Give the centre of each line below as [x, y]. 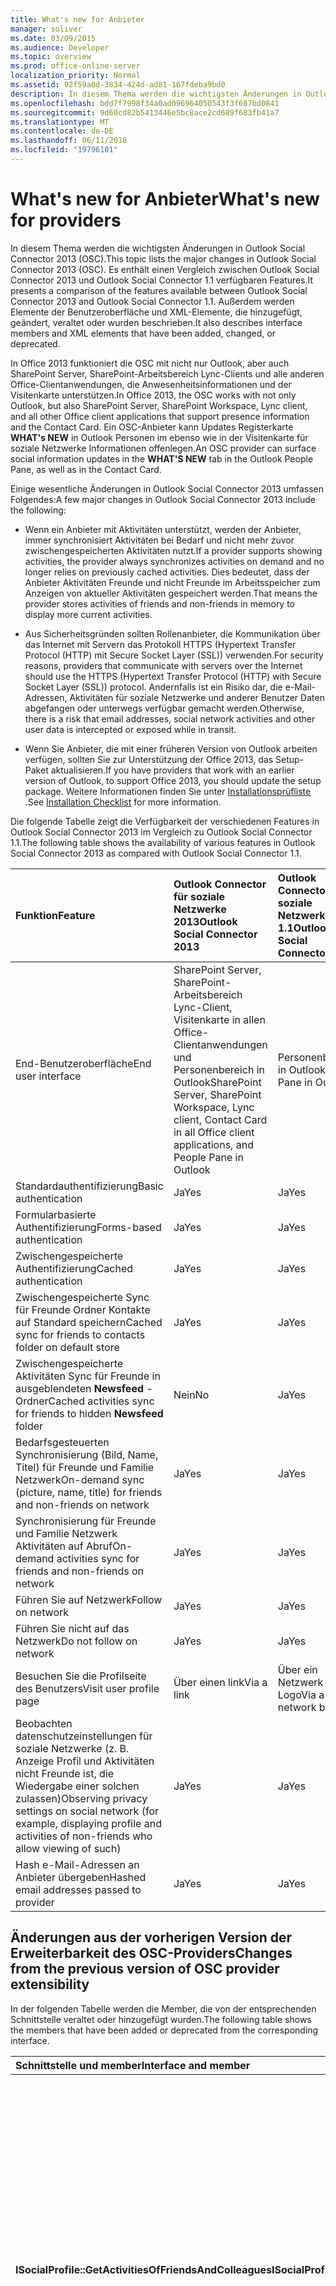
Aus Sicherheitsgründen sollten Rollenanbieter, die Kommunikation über [172, 633]
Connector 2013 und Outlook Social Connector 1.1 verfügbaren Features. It [162, 280]
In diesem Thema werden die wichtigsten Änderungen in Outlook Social [158, 248]
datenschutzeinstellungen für [84, 1736]
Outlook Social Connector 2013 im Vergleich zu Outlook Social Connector [161, 832]
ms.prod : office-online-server [75, 66]
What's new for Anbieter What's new [165, 199]
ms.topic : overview [51, 57]
